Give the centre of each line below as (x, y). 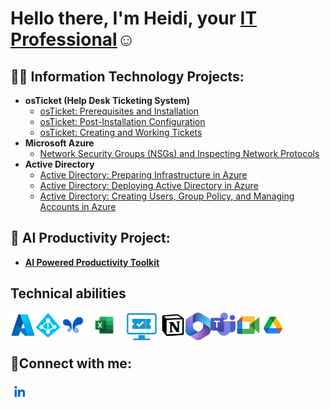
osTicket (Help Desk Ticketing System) (107, 100)
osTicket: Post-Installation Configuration (122, 121)
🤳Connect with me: (71, 363)
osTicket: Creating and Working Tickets (121, 132)
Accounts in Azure (78, 206)
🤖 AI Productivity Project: (90, 238)
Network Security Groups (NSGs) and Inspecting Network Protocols (179, 153)
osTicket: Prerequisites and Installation (119, 111)
